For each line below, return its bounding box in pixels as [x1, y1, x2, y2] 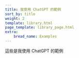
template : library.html [5, 20, 53, 26]
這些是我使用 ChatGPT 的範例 [5, 48, 64, 54]
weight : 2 [5, 16, 25, 21]
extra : [5, 29, 18, 34]
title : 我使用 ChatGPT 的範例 [5, 7, 61, 12]
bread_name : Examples [13, 34, 57, 39]
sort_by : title [5, 12, 36, 16]
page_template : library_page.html [5, 25, 75, 30]
